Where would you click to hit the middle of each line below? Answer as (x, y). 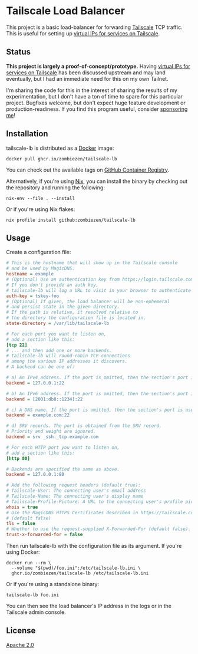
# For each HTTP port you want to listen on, (63, 447)
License (21, 631)
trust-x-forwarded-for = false (44, 535)
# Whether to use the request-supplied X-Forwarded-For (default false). (99, 529)
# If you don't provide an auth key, (52, 285)
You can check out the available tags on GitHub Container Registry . (88, 170)
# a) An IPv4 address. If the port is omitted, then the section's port (97, 377)
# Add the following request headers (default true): (74, 485)
